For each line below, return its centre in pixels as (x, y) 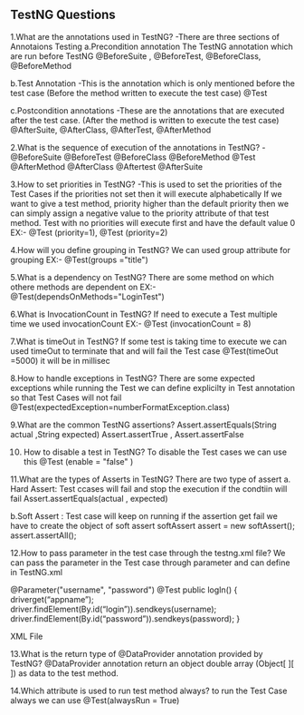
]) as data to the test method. (64, 673)
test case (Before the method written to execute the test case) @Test (139, 93)
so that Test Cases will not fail (66, 397)
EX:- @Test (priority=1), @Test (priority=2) (89, 232)
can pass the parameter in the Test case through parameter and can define (150, 563)
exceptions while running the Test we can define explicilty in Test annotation (152, 387)
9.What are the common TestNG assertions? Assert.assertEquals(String (143, 425)
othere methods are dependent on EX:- (83, 287)
